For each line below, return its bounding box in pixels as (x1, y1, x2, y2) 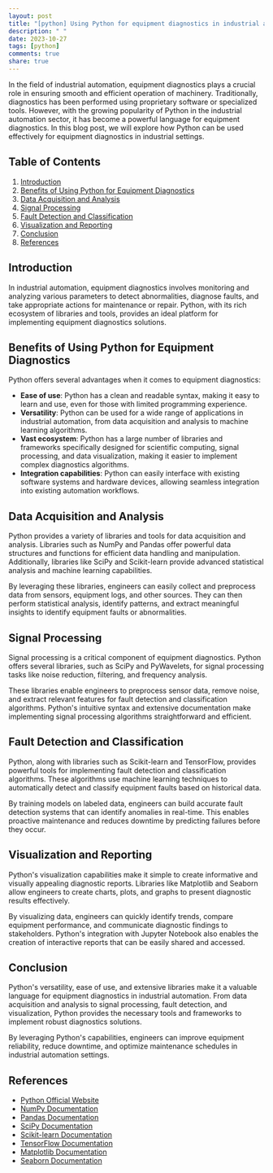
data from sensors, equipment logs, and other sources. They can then (8, 590, 243, 600)
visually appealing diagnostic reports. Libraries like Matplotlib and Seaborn (8, 878, 258, 888)
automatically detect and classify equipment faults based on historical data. (8, 782, 262, 792)
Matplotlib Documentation (19, 1147, 107, 1157)
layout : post (8, 11, 53, 20)
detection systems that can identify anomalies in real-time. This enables (8, 807, 249, 816)
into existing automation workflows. (19, 486, 140, 496)
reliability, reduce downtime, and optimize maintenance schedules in (8, 1041, 238, 1051)
